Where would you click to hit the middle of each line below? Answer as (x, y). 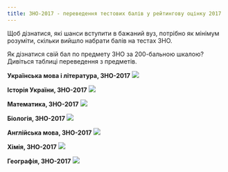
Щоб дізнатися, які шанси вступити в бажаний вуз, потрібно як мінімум (113, 33)
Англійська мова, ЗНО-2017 (50, 133)
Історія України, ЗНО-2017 (47, 90)
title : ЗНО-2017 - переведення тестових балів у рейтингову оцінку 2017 (114, 13)
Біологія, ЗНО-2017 (36, 118)
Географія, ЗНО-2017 (39, 161)
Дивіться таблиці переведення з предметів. (72, 61)
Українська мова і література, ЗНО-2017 (69, 75)
